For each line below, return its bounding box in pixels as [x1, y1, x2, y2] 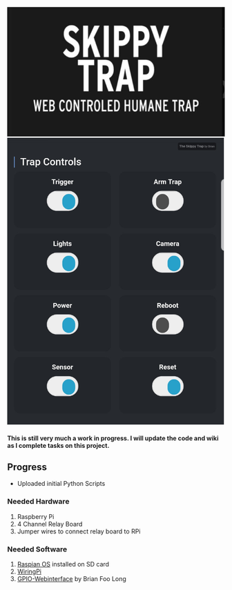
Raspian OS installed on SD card [17, 560, 109, 568]
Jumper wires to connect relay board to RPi [17, 527, 141, 535]
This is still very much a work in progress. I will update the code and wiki [7, 434, 219, 442]
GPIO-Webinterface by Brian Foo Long [17, 575, 126, 582]
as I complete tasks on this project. [7, 441, 110, 449]
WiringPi [17, 567, 41, 576]
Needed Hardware [7, 497, 70, 507]
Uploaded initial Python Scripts [17, 480, 106, 488]
